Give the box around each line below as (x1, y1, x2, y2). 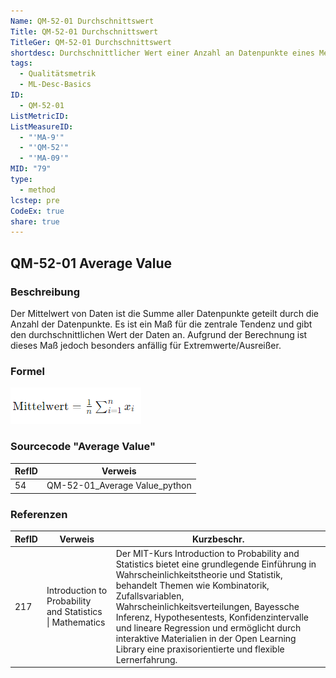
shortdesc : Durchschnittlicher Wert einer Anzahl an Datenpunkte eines (10, 48, 315, 58)
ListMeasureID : (10, 121, 74, 132)
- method (19, 185, 56, 195)
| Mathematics (46, 616, 106, 629)
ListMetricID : (10, 111, 70, 121)
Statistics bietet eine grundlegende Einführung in (115, 558, 317, 570)
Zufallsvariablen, (115, 590, 185, 602)
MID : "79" (10, 164, 52, 174)
